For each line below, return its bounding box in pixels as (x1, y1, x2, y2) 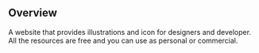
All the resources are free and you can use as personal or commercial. (8, 36, 238, 45)
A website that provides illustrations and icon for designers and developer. (8, 27, 252, 36)
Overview (8, 6, 58, 20)
